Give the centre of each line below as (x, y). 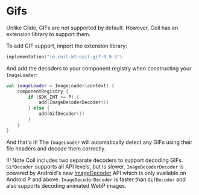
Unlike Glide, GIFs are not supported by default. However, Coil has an (92, 28)
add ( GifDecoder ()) (62, 114)
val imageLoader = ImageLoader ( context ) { (60, 85)
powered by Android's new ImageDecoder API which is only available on (96, 173)
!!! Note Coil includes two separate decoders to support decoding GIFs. (95, 160)
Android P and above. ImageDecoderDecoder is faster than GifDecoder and (96, 179)
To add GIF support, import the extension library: (67, 46)
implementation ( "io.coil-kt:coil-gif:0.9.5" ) (64, 57)
